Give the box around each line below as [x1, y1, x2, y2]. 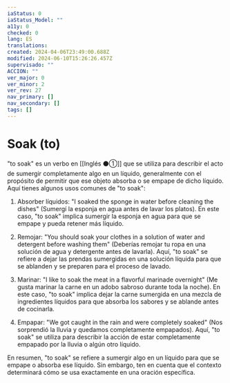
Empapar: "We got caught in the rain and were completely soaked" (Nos [17, 318, 223, 326]
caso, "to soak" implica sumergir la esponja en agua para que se [17, 212, 202, 220]
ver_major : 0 [7, 74, 45, 81]
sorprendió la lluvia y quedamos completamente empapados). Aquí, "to [17, 325, 220, 333]
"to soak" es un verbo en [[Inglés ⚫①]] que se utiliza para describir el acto [7, 159, 223, 168]
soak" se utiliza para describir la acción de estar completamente [17, 333, 201, 341]
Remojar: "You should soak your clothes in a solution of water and [17, 233, 205, 241]
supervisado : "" [7, 61, 54, 68]
